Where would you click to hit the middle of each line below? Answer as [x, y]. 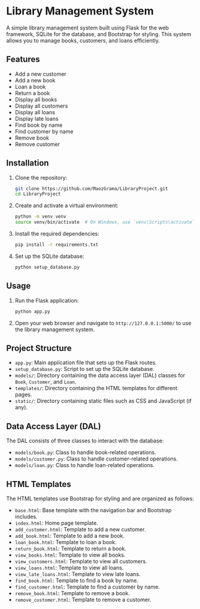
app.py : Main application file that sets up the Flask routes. [86, 363]
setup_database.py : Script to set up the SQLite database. [84, 369]
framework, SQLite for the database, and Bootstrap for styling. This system [99, 34]
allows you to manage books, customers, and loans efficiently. [83, 40]
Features [23, 59]
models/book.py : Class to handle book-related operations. [86, 453]
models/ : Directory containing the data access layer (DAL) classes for [100, 375]
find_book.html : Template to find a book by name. [77, 580]
